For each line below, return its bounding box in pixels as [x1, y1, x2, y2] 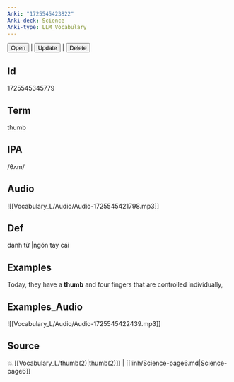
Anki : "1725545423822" [7, 10, 74, 18]
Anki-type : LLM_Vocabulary [7, 23, 87, 30]
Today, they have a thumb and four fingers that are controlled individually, [7, 280, 223, 289]
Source [7, 340, 40, 352]
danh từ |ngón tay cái [7, 241, 69, 250]
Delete [69, 44, 87, 52]
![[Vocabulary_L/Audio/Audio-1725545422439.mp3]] [7, 320, 161, 328]
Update [37, 44, 58, 52]
